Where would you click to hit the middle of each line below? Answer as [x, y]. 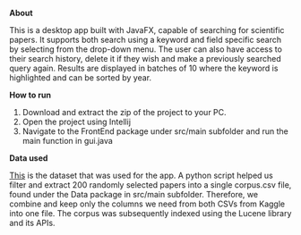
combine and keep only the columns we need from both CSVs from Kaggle [147, 204]
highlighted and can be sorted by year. [81, 78]
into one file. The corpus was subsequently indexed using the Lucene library [150, 213]
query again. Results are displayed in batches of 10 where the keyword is [144, 68]
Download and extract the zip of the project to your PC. [124, 112]
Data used [29, 158]
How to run [30, 95]
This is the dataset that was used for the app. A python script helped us [141, 175]
